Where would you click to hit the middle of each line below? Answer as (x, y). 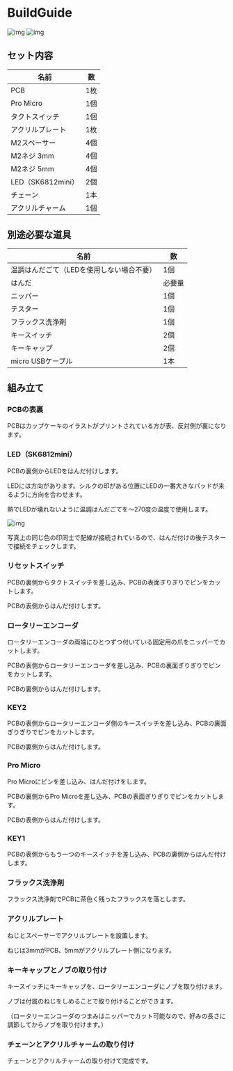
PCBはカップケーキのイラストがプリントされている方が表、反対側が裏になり (117, 426)
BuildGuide (40, 13)
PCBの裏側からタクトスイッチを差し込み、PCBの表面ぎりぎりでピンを (108, 582)
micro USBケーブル (42, 361)
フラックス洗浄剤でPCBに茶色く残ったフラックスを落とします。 (98, 899)
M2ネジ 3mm (32, 156)
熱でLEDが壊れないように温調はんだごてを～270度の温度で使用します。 (110, 509)
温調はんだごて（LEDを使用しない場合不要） (83, 269)
